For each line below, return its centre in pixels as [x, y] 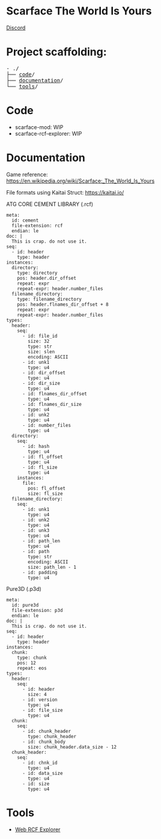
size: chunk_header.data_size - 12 [72, 747]
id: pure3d [25, 605]
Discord [16, 28]
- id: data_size [42, 773]
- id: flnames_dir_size [52, 404]
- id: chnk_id [40, 763]
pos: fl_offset [47, 488]
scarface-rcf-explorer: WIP [48, 133]
